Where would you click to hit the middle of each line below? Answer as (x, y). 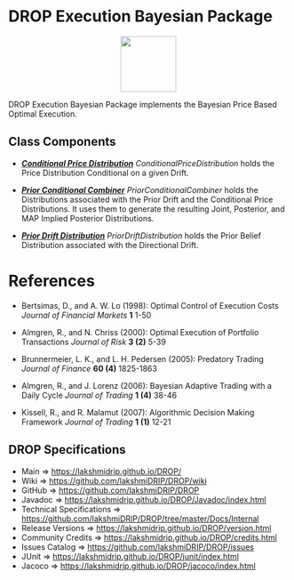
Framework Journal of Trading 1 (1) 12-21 (96, 422)
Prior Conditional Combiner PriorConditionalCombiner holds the (139, 189)
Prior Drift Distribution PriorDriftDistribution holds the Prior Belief (141, 235)
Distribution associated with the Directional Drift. (110, 245)
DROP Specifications (67, 450)
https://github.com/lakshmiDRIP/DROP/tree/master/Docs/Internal (140, 519)
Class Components (62, 142)
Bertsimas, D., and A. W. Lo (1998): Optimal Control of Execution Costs (150, 305)
